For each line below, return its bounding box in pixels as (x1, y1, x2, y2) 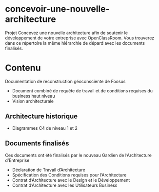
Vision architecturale (12, 98, 54, 104)
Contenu (5, 62, 41, 73)
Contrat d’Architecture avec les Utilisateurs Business (12, 182, 118, 188)
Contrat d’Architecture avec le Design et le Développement (12, 177, 130, 183)
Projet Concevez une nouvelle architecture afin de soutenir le (5, 30, 128, 35)
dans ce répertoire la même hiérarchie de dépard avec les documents (5, 40, 145, 46)
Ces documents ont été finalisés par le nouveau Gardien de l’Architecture (5, 152, 152, 158)
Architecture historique (5, 112, 78, 121)
